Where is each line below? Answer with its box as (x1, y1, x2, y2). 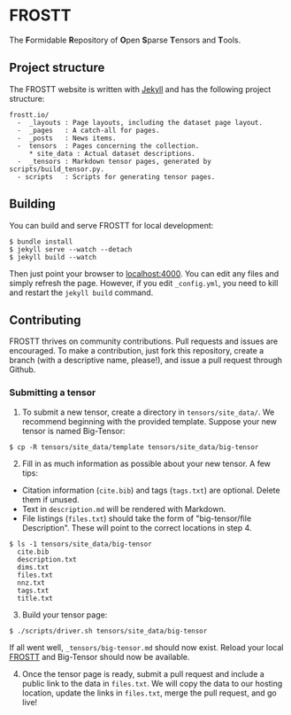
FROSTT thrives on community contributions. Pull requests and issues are (9, 336, 279, 346)
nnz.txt (17, 578, 46, 587)
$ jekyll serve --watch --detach (9, 245, 133, 253)
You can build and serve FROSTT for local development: (9, 220, 214, 230)
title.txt (17, 594, 53, 602)
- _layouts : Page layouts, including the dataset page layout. (17, 118, 264, 127)
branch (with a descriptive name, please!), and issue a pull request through (9, 355, 283, 366)
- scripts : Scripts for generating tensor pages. (17, 172, 216, 182)
